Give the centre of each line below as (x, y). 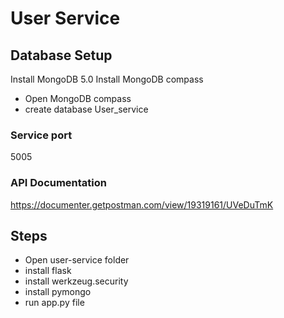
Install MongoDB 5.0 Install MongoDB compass (107, 79)
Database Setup (61, 55)
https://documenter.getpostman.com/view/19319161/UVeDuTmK (142, 204)
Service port (41, 135)
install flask (48, 271)
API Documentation (59, 183)
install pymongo (58, 292)
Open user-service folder (77, 260)
